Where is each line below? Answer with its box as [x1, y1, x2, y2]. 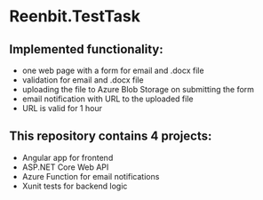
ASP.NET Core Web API [21, 162, 109, 172]
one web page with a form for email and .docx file [21, 65, 204, 76]
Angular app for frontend [21, 152, 114, 163]
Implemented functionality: [9, 42, 164, 57]
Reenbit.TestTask [9, 6, 140, 27]
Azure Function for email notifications [21, 171, 160, 181]
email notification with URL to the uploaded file [21, 93, 194, 104]
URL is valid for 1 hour [21, 103, 102, 113]
